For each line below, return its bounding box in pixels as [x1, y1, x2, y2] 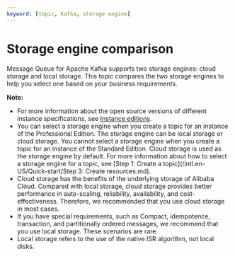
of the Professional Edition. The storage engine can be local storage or [16, 129, 224, 138]
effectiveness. [16, 197, 59, 205]
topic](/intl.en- [163, 159, 206, 168]
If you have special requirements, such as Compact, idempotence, [16, 211, 210, 220]
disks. [16, 242, 35, 250]
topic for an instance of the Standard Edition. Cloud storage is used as [16, 144, 222, 153]
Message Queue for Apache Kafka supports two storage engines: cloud [6, 64, 217, 73]
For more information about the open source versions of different [16, 107, 207, 115]
